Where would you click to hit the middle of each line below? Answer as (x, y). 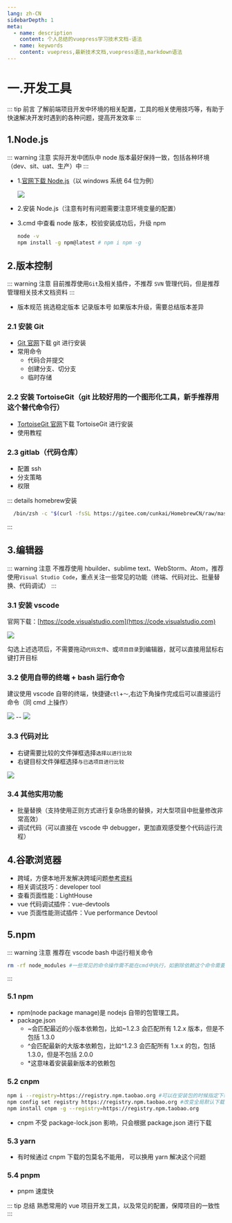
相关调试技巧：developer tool (59, 886)
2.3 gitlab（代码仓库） (45, 452)
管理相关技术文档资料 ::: (41, 292)
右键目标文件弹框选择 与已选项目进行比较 (70, 761)
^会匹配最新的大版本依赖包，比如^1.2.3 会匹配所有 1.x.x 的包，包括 (122, 1045)
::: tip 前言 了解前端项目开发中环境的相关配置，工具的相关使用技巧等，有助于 (116, 109)
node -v (28, 236)
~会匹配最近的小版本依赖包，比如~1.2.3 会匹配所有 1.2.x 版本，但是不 (126, 1028)
